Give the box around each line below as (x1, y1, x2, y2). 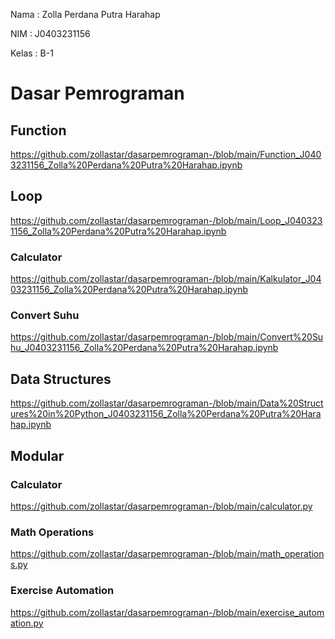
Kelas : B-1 (10, 47, 54, 59)
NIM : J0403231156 (10, 28, 91, 39)
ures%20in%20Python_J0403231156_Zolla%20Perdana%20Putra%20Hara (10, 408, 322, 420)
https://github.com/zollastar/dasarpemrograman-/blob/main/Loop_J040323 (10, 214, 323, 226)
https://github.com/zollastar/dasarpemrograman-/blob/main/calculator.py (10, 500, 313, 512)
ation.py (10, 617, 44, 629)
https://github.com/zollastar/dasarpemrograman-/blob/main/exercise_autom (10, 606, 325, 618)
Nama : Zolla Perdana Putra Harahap (10, 9, 161, 20)
